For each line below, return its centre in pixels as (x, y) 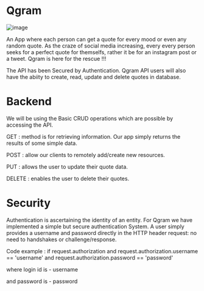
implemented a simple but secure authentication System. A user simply (95, 226)
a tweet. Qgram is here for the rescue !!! (56, 58)
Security (28, 203)
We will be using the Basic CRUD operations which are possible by (90, 118)
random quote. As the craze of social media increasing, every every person (101, 46)
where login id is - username (42, 269)
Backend (29, 102)
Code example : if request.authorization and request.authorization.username (102, 251)
